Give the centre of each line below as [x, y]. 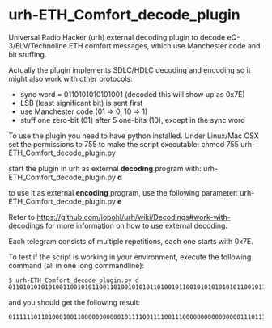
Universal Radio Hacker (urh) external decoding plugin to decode [117, 37]
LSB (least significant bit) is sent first [81, 103]
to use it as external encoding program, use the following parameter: [123, 192]
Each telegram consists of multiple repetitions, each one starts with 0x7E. [131, 241]
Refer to [21, 217]
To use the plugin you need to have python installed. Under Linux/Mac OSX [134, 136]
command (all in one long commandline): [76, 265]
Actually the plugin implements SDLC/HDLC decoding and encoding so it [130, 69]
